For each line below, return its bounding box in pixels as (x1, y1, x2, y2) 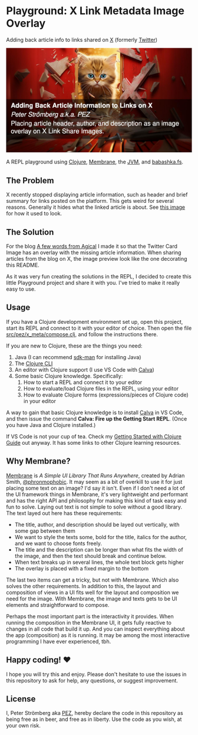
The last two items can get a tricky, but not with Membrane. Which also (6, 576, 179, 583)
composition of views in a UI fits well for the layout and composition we (6, 589, 179, 596)
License (6, 694, 36, 704)
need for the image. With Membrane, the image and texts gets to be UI (6, 595, 177, 602)
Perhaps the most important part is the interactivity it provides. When (6, 612, 174, 620)
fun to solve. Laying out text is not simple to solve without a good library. (6, 503, 183, 510)
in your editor (23, 397, 56, 405)
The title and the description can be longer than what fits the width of (14, 546, 184, 553)
